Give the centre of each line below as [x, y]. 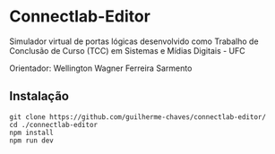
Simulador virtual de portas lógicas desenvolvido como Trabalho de [134, 41]
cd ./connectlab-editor [54, 124]
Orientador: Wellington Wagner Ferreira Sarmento [101, 68]
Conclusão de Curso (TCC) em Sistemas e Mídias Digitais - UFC [127, 50]
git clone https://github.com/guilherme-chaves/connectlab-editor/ [138, 117]
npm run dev [31, 141]
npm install [31, 133]
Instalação [39, 96]
